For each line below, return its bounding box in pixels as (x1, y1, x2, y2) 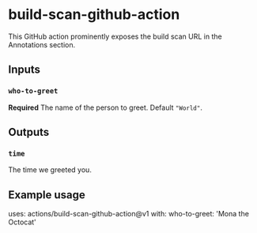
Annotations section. (8, 39, 76, 49)
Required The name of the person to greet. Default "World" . (8, 103, 203, 112)
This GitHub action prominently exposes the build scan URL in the (8, 32, 223, 41)
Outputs (8, 126, 50, 139)
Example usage (8, 188, 85, 201)
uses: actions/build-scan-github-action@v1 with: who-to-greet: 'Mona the (8, 209, 249, 219)
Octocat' (8, 217, 37, 227)
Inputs (8, 63, 41, 77)
